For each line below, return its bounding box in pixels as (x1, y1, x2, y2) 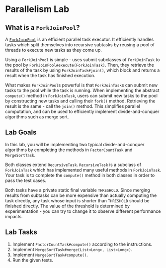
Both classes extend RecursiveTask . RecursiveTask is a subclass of (5, 162, 142, 168)
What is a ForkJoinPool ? (5, 23, 80, 32)
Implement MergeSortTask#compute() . (12, 252, 88, 258)
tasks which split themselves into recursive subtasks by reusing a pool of (5, 42, 155, 48)
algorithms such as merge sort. (5, 114, 69, 120)
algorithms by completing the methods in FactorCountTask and (5, 147, 133, 153)
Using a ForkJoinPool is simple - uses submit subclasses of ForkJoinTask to (5, 57, 160, 63)
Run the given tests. (12, 257, 54, 263)
